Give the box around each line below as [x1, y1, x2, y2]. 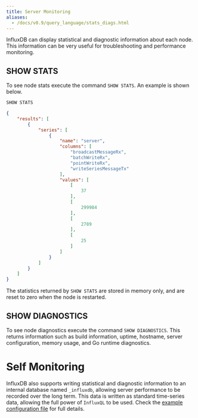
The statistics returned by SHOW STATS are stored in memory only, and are [6, 287, 185, 295]
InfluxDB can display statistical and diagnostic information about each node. [6, 36, 193, 43]
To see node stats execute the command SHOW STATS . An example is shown [6, 82, 190, 89]
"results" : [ [17, 116, 49, 122]
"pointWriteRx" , [70, 160, 111, 166]
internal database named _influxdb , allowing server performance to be [6, 386, 181, 393]
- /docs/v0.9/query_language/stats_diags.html [11, 20, 129, 26]
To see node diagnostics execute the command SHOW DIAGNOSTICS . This [6, 327, 181, 333]
